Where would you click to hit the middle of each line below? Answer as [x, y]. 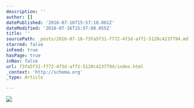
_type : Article [25, 77]
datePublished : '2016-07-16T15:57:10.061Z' [60, 22]
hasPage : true [24, 55]
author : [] [19, 17]
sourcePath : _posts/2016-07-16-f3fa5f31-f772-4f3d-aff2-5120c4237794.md [97, 39]
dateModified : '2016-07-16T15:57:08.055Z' [59, 28]
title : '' [18, 34]
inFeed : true [22, 50]
